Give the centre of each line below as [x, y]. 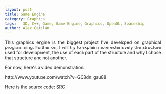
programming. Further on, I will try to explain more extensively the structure [83, 47]
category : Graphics [25, 19]
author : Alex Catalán [27, 28]
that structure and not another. [36, 58]
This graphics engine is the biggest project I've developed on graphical [83, 42]
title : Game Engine [25, 14]
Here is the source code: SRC [35, 87]
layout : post [19, 10]
